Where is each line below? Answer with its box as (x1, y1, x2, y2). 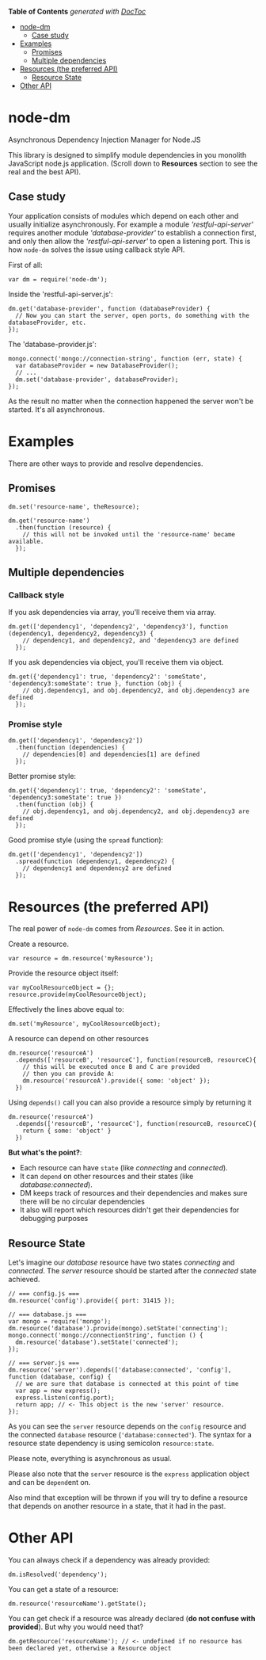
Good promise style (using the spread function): (8, 835, 164, 845)
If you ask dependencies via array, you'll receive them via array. (8, 608, 216, 617)
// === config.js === (8, 1290, 80, 1298)
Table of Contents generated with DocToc (8, 7, 146, 16)
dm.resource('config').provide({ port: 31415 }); (8, 1297, 176, 1305)
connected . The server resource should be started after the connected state (8, 1266, 257, 1276)
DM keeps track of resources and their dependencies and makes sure (19, 1189, 248, 1198)
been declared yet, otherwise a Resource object (8, 1644, 172, 1653)
